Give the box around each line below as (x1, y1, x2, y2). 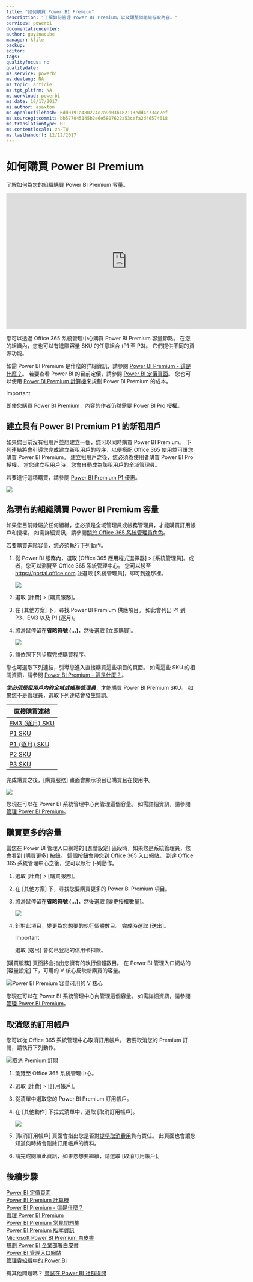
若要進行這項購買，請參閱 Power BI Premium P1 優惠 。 (6, 474, 141, 481)
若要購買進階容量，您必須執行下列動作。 (6, 542, 106, 549)
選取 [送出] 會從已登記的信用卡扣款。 (14, 946, 106, 954)
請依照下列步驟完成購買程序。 (14, 651, 89, 658)
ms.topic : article (6, 82, 52, 88)
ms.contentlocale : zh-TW (6, 127, 69, 133)
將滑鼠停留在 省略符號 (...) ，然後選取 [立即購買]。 (14, 627, 136, 634)
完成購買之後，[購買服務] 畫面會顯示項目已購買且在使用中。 (6, 777, 154, 784)
